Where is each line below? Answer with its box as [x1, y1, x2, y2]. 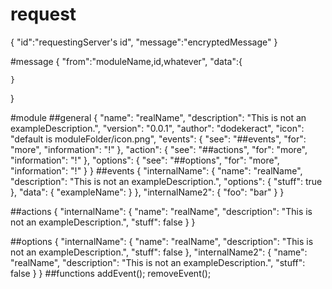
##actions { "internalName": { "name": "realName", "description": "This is [10, 205, 313, 217]
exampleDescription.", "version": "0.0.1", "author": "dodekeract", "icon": [10, 122, 305, 134]
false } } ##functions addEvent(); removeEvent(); [10, 267, 212, 279]
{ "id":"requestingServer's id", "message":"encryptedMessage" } [10, 36, 278, 48]
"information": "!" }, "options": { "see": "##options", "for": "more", [10, 154, 280, 166]
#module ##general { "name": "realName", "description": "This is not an [10, 111, 307, 123]
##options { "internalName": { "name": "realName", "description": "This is [10, 235, 314, 247]
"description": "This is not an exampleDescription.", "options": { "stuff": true [10, 175, 323, 187]
